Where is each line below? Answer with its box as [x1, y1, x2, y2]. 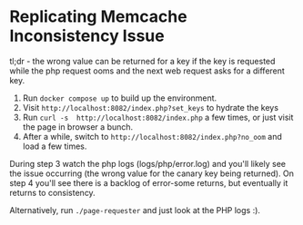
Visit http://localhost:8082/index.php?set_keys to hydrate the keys [22, 102, 279, 112]
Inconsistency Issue [9, 25, 166, 46]
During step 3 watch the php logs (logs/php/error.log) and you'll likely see [9, 158, 287, 169]
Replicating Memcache [9, 6, 188, 27]
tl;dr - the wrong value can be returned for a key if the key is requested [9, 55, 276, 66]
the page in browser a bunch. [22, 121, 134, 132]
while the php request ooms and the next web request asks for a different [9, 65, 285, 76]
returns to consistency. [9, 187, 96, 198]
